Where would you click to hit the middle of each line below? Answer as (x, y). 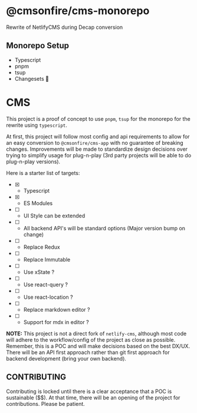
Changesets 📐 (32, 78)
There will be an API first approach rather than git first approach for (88, 352)
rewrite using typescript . (37, 125)
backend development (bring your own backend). (66, 358)
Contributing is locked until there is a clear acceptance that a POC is (89, 391)
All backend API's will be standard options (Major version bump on (104, 228)
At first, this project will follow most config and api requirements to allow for (98, 136)
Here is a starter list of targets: (43, 173)
